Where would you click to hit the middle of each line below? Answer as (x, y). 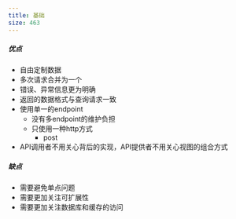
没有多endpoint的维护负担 (73, 119)
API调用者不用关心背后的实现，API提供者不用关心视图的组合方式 (124, 147)
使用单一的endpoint (52, 109)
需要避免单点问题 (47, 188)
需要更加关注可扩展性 (54, 198)
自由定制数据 (40, 70)
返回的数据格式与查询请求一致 (68, 100)
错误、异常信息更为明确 (57, 89)
